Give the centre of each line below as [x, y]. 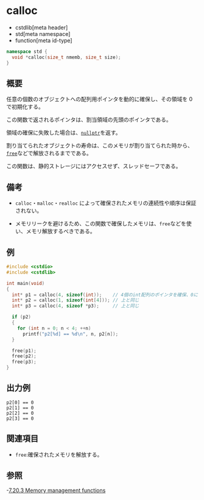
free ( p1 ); [24, 351]
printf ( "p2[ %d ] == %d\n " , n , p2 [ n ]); [70, 334]
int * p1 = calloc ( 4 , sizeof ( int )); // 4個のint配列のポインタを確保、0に [105, 295]
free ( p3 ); [24, 362]
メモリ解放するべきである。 [61, 231]
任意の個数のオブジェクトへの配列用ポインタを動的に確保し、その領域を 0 [100, 99]
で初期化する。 [25, 107]
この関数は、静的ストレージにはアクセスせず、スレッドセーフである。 [94, 166]
